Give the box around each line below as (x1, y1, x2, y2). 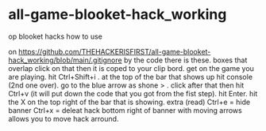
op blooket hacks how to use (8, 32, 103, 41)
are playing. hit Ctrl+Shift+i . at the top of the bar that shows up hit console (8, 72, 253, 81)
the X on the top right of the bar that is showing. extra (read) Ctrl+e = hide (8, 97, 251, 107)
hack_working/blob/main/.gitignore (8, 55, 122, 65)
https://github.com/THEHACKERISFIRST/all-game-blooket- (18, 47, 211, 56)
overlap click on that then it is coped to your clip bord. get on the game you (8, 63, 254, 73)
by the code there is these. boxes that (123, 55, 248, 65)
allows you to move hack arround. (8, 114, 119, 123)
